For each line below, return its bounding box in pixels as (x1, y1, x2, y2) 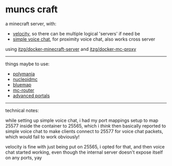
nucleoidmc (12, 76, 38, 82)
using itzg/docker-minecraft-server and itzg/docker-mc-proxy (5, 46, 137, 52)
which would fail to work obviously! (5, 134, 80, 140)
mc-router (12, 87, 35, 93)
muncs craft (5, 4, 58, 15)
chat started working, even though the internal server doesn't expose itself (5, 149, 163, 155)
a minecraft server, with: (5, 21, 57, 27)
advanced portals (12, 93, 50, 99)
